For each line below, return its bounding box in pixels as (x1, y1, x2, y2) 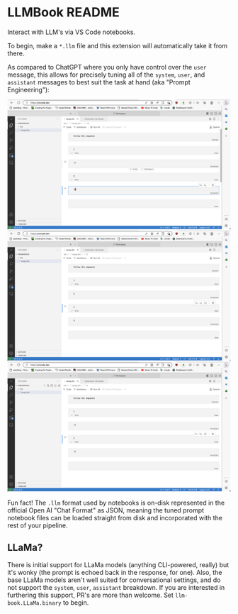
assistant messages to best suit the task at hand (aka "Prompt (7, 77, 191, 86)
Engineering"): (7, 85, 50, 94)
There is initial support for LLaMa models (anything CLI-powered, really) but (7, 560, 229, 569)
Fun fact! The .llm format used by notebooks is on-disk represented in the (7, 498, 225, 508)
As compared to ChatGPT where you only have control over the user (7, 62, 207, 71)
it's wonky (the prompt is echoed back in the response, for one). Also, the (7, 568, 222, 576)
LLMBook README (7, 4, 120, 21)
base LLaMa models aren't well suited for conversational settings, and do (7, 576, 221, 584)
